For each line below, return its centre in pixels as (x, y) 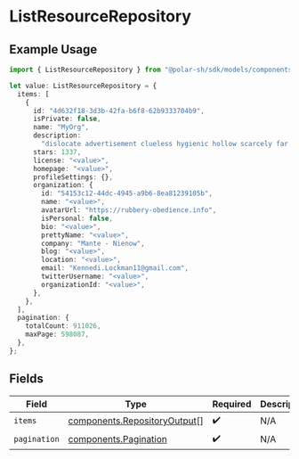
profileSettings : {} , (73, 177)
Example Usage (53, 49)
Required (232, 404)
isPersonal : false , (77, 218)
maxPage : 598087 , (57, 335)
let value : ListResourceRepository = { (83, 86)
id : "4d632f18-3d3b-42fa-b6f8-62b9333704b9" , (118, 111)
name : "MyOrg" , (61, 127)
